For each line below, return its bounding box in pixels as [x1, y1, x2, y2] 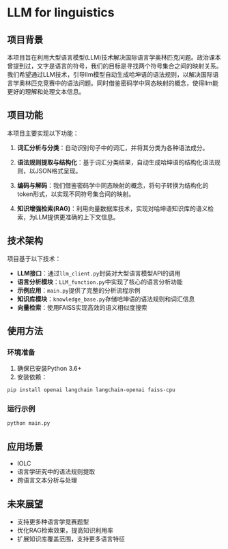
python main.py [7, 420, 51, 427]
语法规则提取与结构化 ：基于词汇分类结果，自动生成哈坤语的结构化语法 [16, 158, 215, 166]
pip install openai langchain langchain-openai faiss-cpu [7, 387, 175, 393]
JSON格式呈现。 [35, 167, 82, 175]
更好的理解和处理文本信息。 [7, 88, 85, 95]
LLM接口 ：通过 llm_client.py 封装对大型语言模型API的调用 [16, 269, 181, 277]
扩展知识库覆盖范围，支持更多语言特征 [16, 535, 125, 543]
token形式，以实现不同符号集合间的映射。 [16, 190, 135, 198]
